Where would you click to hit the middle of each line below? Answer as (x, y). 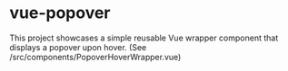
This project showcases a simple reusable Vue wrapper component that (144, 38)
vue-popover (60, 13)
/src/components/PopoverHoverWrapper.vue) (95, 57)
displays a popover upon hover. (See (78, 47)
